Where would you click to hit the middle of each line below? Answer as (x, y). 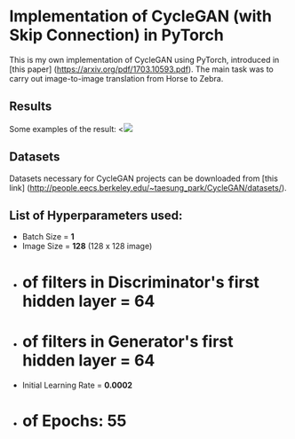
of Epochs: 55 (74, 421)
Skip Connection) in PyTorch (116, 35)
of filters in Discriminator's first (141, 282)
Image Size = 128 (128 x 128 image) (87, 247)
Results (31, 107)
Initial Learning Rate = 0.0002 (77, 385)
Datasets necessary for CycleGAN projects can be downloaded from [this (144, 178)
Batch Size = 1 (48, 237)
